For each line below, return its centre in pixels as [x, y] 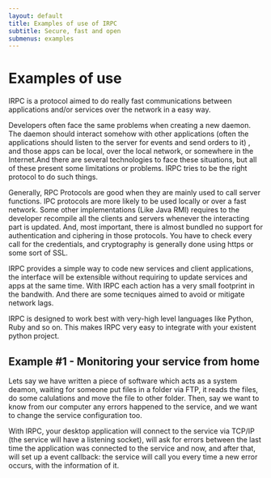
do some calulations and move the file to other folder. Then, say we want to [134, 398]
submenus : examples [41, 38]
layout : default [36, 16]
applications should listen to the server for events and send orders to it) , [129, 143]
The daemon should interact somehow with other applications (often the [129, 134]
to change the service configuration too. [76, 415]
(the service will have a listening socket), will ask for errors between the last [135, 440]
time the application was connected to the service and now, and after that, [132, 448]
